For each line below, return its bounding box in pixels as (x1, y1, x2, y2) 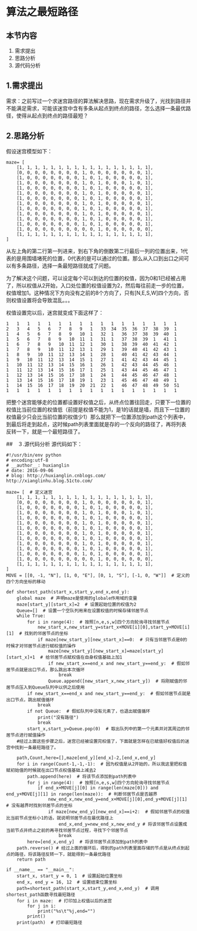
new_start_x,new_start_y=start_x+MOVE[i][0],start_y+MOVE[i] (37, 624, 191, 630)
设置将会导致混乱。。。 (21, 296, 73, 303)
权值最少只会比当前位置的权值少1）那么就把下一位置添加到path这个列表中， (6, 413, 189, 420)
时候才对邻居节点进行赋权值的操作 (6, 643, 76, 649)
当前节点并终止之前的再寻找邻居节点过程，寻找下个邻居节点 (6, 827, 128, 834)
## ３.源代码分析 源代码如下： (6, 440, 83, 447)
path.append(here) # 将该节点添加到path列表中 (27, 773, 137, 780)
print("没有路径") (37, 714, 79, 720)
